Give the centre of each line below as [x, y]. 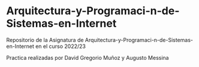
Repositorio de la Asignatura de [45, 40]
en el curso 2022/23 [60, 46]
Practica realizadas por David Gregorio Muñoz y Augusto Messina [88, 58]
